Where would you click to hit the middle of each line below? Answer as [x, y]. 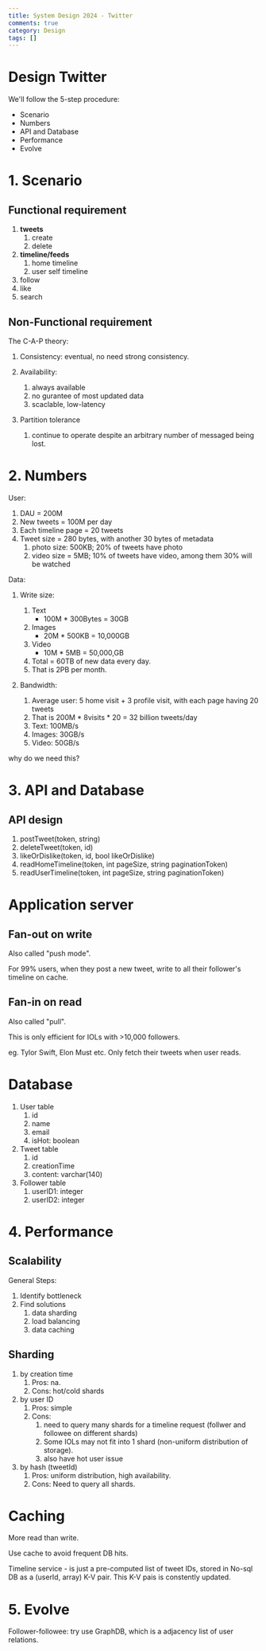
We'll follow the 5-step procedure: [64, 100]
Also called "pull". [37, 1021]
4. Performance [61, 1232]
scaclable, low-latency [68, 404]
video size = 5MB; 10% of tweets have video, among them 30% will [142, 555]
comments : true [33, 23]
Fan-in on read [45, 1002]
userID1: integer [57, 1191]
